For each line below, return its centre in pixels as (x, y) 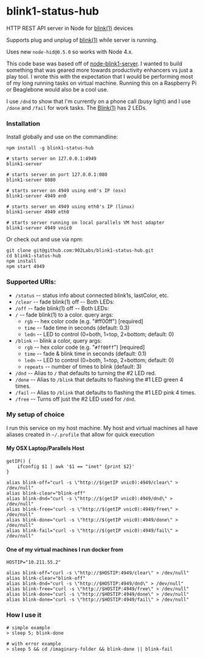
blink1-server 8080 (31, 180)
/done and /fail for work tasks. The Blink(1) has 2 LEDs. (77, 107)
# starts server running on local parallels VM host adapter (86, 223)
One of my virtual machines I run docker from (65, 549)
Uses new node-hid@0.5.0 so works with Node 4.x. (70, 52)
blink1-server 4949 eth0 (38, 212)
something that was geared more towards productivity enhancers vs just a (100, 70)
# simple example (28, 628)
